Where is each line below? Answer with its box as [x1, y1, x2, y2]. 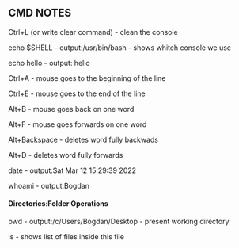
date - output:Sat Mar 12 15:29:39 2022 [8, 166, 137, 175]
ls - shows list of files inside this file [8, 232, 125, 242]
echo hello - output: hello [8, 58, 90, 67]
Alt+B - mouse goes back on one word [8, 104, 135, 113]
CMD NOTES [8, 6, 72, 20]
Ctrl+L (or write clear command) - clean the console [8, 27, 178, 36]
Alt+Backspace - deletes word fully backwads [8, 135, 158, 144]
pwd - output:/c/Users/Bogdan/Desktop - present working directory [8, 217, 230, 227]
